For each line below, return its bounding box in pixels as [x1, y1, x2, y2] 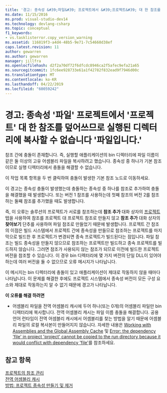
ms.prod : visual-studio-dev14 [5, 16, 68, 21]
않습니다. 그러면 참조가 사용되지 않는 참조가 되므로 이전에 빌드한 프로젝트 [18, 246, 160, 252]
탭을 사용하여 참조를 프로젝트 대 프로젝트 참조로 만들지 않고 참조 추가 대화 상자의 [5, 215, 161, 221]
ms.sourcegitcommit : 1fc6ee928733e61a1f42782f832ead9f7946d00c [5, 68, 140, 73]
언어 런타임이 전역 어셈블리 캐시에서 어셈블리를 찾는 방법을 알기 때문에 [12, 315, 149, 321]
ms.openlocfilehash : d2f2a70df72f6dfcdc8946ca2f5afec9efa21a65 [5, 63, 140, 68]
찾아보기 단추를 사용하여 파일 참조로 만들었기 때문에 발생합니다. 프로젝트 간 [5, 221, 151, 227]
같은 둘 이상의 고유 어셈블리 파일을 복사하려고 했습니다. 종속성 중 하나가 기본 [5, 158, 153, 164]
